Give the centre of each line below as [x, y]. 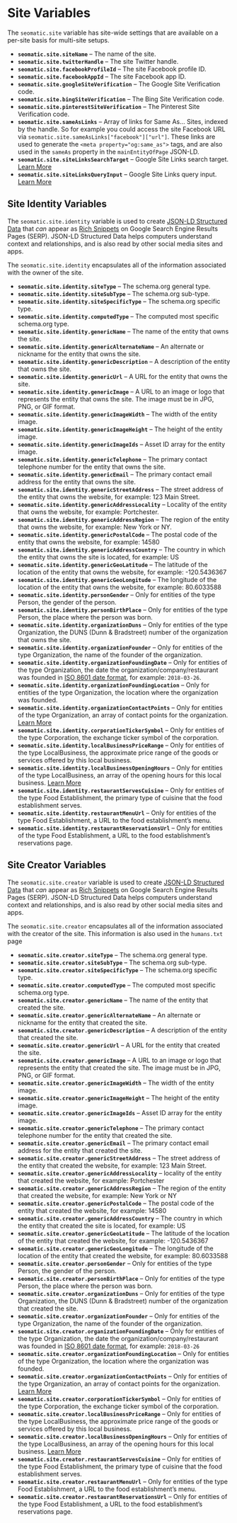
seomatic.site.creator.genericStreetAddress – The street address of [119, 1158]
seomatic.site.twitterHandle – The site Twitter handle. [98, 61]
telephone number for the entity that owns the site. [92, 467]
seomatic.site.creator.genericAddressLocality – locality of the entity [120, 1173]
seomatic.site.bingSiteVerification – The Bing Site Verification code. [121, 99]
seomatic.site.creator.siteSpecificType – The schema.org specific [117, 970]
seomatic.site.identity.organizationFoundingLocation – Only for [114, 685]
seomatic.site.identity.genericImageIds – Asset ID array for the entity [121, 444]
